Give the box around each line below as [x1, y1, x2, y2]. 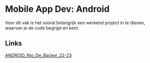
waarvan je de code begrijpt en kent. [5, 25, 79, 31]
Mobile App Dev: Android [5, 3, 110, 15]
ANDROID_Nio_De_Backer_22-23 [5, 52, 72, 58]
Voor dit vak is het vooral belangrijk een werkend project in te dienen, [5, 20, 146, 26]
